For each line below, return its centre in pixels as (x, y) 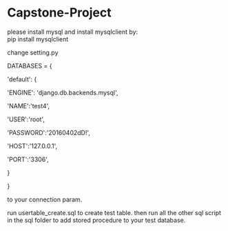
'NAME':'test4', (29, 106)
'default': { (22, 79)
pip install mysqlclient (38, 39)
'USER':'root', (26, 119)
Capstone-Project (59, 13)
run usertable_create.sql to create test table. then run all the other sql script (114, 212)
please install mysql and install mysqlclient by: (73, 32)
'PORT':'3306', (28, 159)
